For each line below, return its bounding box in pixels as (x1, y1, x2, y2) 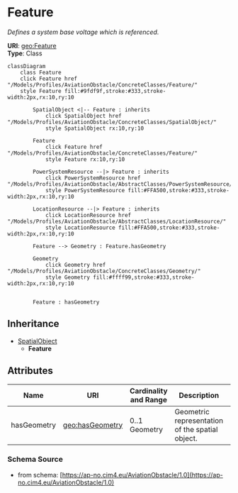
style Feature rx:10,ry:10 (45, 155, 125, 163)
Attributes (7, 365, 53, 377)
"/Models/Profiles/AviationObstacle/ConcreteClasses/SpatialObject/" (7, 118, 217, 126)
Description (178, 390, 220, 400)
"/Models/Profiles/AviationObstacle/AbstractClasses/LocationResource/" (7, 218, 227, 225)
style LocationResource (45, 224, 115, 231)
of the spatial (174, 424, 218, 434)
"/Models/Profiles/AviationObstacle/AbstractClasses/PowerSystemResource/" (7, 180, 236, 188)
